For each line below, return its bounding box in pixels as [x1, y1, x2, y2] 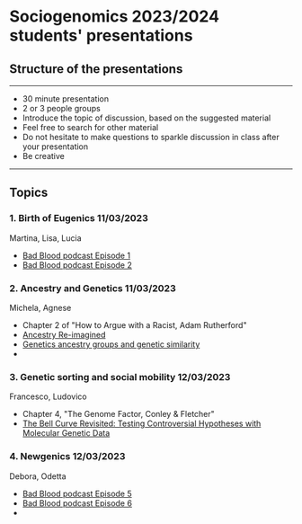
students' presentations [9, 25, 193, 46]
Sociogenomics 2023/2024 [9, 6, 220, 27]
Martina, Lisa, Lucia [9, 232, 83, 244]
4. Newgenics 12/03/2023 [9, 450, 126, 463]
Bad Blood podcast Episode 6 [22, 497, 133, 509]
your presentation [22, 141, 89, 152]
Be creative [22, 151, 65, 161]
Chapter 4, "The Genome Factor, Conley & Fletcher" [22, 409, 216, 420]
